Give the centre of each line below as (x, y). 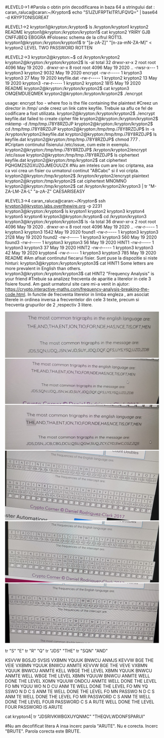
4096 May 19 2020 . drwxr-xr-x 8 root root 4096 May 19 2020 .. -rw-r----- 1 (82, 227)
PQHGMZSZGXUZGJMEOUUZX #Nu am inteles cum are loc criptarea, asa (79, 165)
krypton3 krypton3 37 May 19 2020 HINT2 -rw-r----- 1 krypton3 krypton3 (79, 247)
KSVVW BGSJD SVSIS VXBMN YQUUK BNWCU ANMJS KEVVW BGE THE (79, 660)
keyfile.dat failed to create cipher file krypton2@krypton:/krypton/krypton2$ (82, 119)
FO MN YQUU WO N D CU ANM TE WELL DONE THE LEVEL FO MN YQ (76, 686)
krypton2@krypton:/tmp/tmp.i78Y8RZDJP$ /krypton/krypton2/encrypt (76, 150)
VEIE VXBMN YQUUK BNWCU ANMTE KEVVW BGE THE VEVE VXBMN (76, 666)
